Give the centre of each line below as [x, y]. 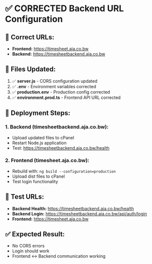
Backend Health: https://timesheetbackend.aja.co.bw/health [73, 208]
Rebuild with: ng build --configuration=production [64, 171]
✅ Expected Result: [35, 234]
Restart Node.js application [39, 143]
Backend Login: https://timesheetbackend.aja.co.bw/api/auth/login [79, 214]
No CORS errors [28, 246]
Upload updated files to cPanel [43, 137]
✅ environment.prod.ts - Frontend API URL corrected [66, 97]
